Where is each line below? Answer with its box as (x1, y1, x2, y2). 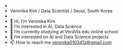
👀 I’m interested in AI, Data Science (9, 24, 82, 29)
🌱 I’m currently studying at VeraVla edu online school (9, 29, 118, 34)
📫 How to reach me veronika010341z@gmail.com (9, 40, 112, 45)
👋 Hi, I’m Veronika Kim (9, 18, 56, 24)
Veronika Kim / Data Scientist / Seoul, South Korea (9, 8, 113, 14)
